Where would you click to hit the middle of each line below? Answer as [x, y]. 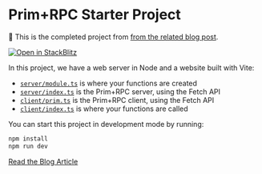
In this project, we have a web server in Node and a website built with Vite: [131, 67]
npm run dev [28, 146]
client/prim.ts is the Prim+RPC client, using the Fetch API [117, 100]
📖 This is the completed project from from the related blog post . [113, 37]
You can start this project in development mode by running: [106, 124]
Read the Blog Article [43, 161]
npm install [28, 138]
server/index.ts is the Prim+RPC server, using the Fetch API [120, 91]
